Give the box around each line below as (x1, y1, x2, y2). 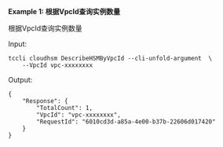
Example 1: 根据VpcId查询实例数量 (8, 7, 120, 16)
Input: (8, 39, 27, 49)
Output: (8, 75, 33, 84)
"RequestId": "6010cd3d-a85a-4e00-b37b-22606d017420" (36, 118, 216, 126)
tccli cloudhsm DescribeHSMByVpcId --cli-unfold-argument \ (8, 54, 213, 62)
